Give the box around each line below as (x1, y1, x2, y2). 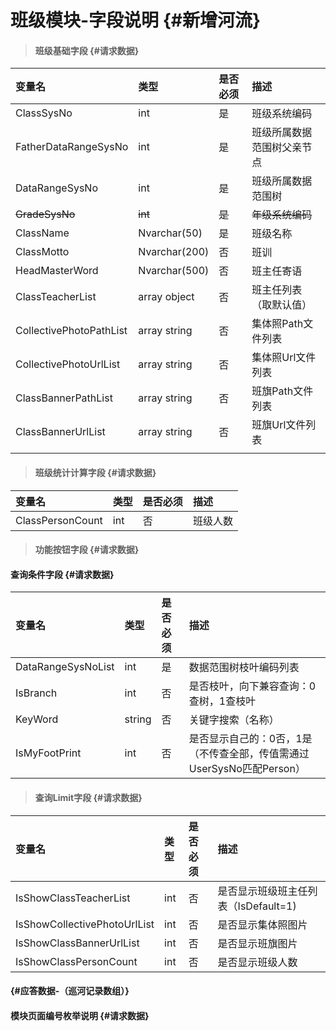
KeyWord (15, 712, 59, 726)
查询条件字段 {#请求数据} (10, 568, 115, 580)
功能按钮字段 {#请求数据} (34, 544, 140, 556)
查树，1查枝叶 (188, 694, 257, 708)
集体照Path (251, 317, 304, 331)
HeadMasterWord (15, 264, 99, 278)
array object (138, 290, 195, 304)
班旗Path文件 (251, 384, 314, 398)
